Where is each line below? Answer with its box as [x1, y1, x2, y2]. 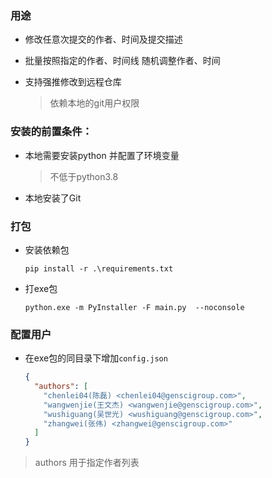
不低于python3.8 [49, 170, 119, 182]
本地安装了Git [24, 192, 82, 204]
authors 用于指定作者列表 [34, 457, 140, 469]
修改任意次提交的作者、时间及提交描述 [24, 33, 183, 46]
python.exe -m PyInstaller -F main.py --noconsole [24, 302, 245, 312]
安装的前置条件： [10, 125, 93, 139]
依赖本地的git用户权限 [49, 97, 140, 109]
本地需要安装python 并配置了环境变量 [24, 149, 180, 161]
